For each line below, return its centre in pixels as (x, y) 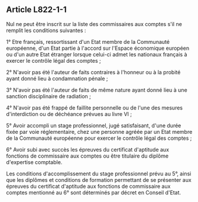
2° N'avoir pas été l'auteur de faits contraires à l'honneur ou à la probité (93, 72)
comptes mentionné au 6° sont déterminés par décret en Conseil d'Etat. (94, 193)
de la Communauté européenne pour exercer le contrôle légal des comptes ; (99, 138)
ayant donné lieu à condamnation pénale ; (57, 78)
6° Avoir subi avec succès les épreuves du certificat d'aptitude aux (88, 149)
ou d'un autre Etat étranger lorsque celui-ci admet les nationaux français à (97, 54)
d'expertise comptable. (34, 162)
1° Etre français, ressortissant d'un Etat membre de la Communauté (88, 41)
